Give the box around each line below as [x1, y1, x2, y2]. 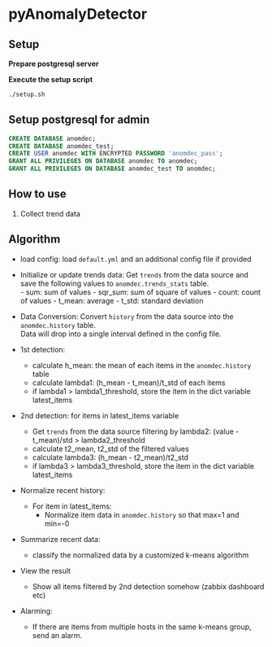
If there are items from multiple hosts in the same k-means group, [32, 622, 252, 632]
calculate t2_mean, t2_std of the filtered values [32, 444, 189, 453]
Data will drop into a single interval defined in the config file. [19, 329, 222, 339]
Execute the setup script [8, 75, 93, 84]
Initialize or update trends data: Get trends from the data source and [19, 269, 249, 279]
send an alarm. [32, 630, 83, 640]
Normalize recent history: [19, 485, 106, 495]
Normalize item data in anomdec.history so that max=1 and [44, 509, 240, 519]
